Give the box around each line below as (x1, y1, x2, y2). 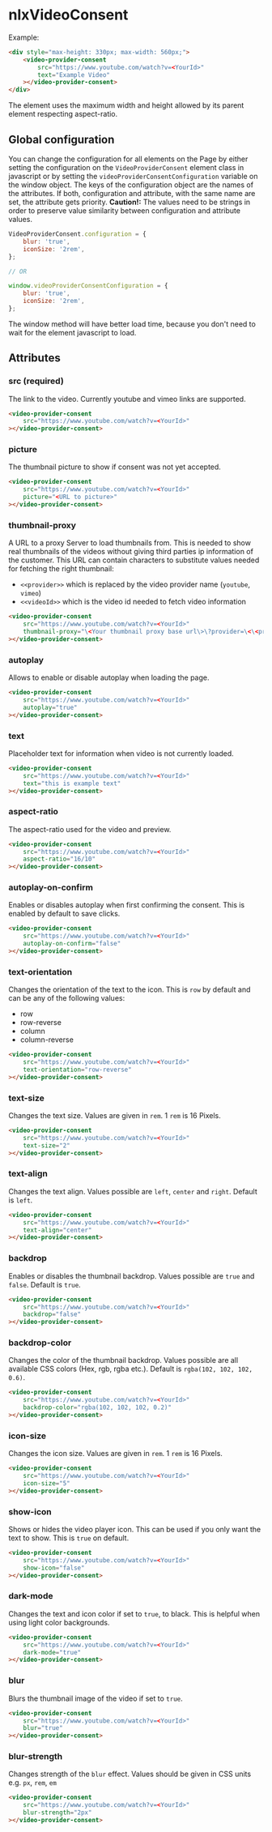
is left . (8, 1195, 33, 1205)
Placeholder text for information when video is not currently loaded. (8, 748, 235, 758)
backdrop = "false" (23, 1310, 82, 1318)
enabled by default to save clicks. (8, 909, 121, 919)
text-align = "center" (23, 1226, 92, 1234)
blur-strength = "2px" (23, 1809, 92, 1817)
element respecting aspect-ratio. (8, 109, 118, 119)
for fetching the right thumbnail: (8, 564, 115, 574)
